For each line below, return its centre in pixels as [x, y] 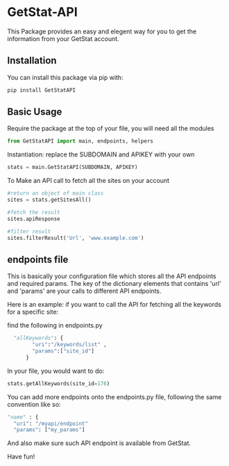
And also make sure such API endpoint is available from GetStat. [99, 443]
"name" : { [23, 417]
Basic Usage [35, 112]
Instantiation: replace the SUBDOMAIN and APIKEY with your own [101, 154]
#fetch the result [34, 212]
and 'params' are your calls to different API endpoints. [84, 291]
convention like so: [34, 404]
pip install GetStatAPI [42, 90]
